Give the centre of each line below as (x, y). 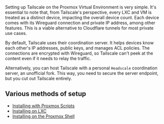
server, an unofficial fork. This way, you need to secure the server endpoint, (82, 73)
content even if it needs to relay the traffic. (48, 58)
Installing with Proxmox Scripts (43, 106)
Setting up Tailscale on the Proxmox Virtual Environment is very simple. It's (81, 7)
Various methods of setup (46, 94)
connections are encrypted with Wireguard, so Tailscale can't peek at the (79, 53)
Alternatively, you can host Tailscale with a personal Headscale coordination (82, 68)
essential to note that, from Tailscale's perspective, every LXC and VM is (79, 12)
